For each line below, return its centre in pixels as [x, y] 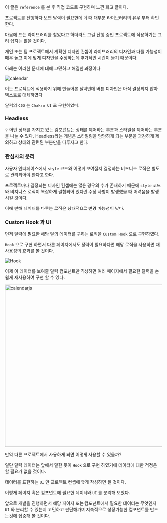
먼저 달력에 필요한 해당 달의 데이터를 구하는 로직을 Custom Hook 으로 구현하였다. [82, 234]
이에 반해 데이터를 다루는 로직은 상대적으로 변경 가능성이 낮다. [65, 208]
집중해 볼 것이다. [34, 515]
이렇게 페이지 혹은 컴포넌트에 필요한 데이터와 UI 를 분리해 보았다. [68, 492]
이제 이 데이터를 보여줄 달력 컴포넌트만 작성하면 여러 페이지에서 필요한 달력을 [80, 271]
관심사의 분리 [20, 157]
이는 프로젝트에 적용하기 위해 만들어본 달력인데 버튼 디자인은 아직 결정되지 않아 [82, 88]
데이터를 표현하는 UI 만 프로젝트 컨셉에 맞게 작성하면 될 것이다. [66, 482]
